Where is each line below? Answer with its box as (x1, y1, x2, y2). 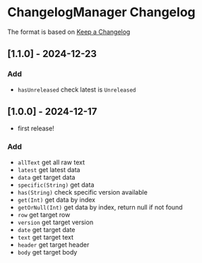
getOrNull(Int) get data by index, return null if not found (17, 202, 183, 212)
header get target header (17, 240, 90, 249)
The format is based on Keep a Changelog (7, 27, 131, 36)
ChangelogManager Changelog (7, 4, 196, 20)
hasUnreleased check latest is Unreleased (17, 85, 136, 94)
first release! (17, 124, 54, 133)
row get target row (17, 210, 71, 219)
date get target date (17, 225, 76, 233)
